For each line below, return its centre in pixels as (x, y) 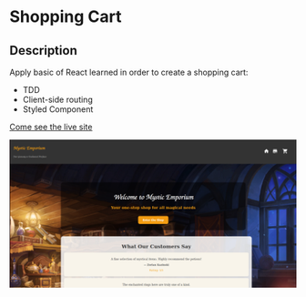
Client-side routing (57, 99)
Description (43, 51)
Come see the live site (51, 127)
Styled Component (58, 109)
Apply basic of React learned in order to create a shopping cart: (129, 72)
